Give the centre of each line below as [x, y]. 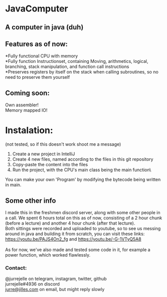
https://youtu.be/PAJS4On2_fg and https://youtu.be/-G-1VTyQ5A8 [73, 239]
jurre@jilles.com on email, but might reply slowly [55, 290]
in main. [13, 185]
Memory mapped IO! [26, 110]
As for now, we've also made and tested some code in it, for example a [78, 250]
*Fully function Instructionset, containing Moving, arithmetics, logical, [77, 61]
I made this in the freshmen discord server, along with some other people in [83, 212]
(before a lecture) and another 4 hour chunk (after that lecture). [70, 223]
